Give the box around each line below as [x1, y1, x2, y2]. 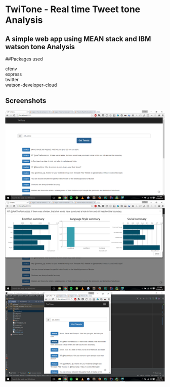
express [5, 71, 22, 77]
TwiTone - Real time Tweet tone [5, 4, 141, 15]
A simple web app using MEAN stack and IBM [5, 34, 151, 43]
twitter [5, 77, 19, 82]
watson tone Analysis [5, 42, 75, 51]
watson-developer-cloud [5, 82, 57, 88]
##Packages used [5, 56, 43, 62]
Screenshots [5, 96, 47, 105]
